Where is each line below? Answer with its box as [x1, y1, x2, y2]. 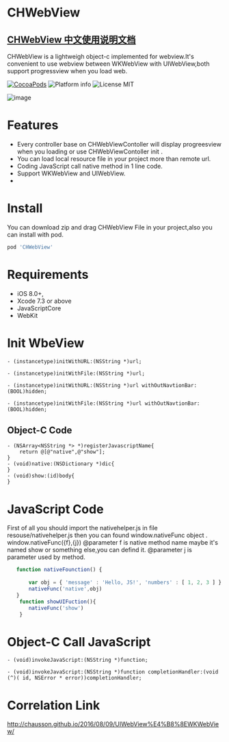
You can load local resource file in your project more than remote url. [16, 154, 211, 162]
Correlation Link [7, 697, 100, 713]
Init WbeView [7, 335, 85, 351]
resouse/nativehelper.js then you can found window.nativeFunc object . [7, 531, 208, 539]
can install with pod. [7, 230, 64, 238]
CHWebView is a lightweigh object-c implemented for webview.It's [7, 53, 195, 60]
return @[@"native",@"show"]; [19, 449, 106, 456]
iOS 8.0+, [16, 289, 44, 297]
